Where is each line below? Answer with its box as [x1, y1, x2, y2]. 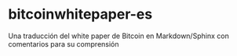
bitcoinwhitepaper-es [8, 5, 153, 23]
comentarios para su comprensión [8, 39, 119, 48]
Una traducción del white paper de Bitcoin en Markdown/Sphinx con [8, 31, 229, 40]
